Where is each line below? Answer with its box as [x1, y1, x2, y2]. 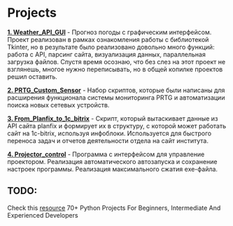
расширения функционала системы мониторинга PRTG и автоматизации [7, 93, 225, 102]
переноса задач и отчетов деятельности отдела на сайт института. [7, 136, 209, 144]
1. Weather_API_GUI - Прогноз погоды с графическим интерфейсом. [7, 28, 212, 36]
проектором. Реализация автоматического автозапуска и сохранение [7, 157, 218, 165]
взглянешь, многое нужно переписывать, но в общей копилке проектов [7, 65, 223, 73]
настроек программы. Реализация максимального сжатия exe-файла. [7, 165, 218, 173]
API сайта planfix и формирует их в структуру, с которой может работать [7, 121, 227, 130]
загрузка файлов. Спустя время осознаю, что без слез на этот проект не [7, 57, 226, 66]
